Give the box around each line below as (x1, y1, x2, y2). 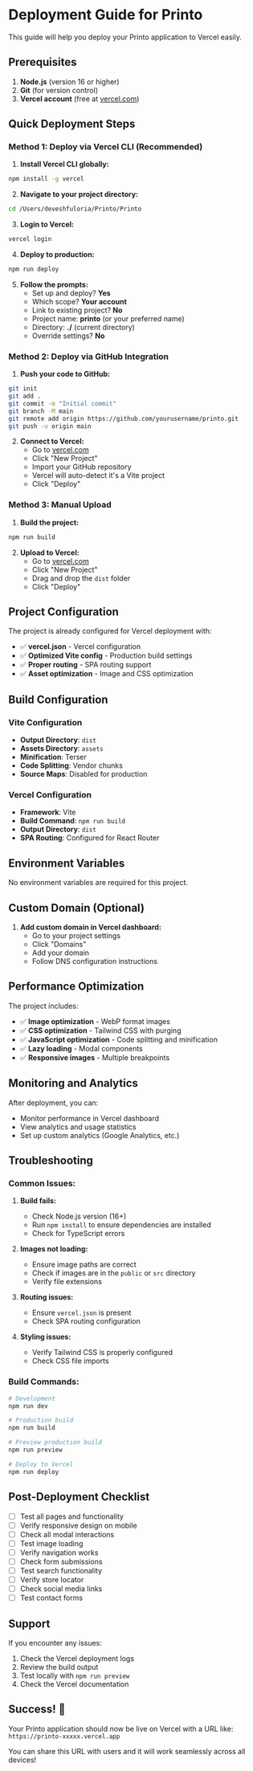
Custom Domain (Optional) (8, 901, 145, 915)
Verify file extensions (31, 1277, 103, 1287)
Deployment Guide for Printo (8, 6, 203, 24)
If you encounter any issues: (8, 1638, 103, 1647)
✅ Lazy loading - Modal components (19, 1043, 143, 1053)
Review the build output (19, 1662, 99, 1671)
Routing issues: (19, 1292, 74, 1302)
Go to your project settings (31, 931, 121, 941)
